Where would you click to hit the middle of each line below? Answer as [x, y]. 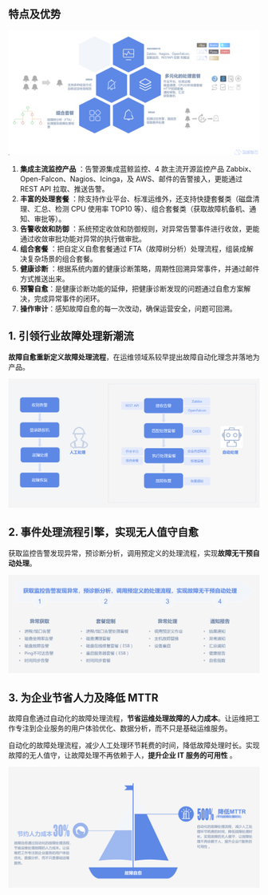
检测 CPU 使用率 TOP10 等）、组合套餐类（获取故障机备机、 [152, 208]
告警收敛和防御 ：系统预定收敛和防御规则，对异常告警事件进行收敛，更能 [140, 228]
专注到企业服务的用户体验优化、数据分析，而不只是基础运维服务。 [123, 728]
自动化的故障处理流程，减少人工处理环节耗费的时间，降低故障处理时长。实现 [134, 745]
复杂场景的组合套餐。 [62, 259]
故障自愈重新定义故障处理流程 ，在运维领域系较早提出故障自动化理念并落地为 [134, 357]
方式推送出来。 [44, 279]
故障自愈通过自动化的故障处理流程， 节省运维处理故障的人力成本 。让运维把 [130, 718]
